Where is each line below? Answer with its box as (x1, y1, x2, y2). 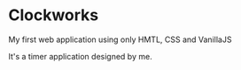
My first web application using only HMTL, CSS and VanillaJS (8, 34, 232, 45)
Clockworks (8, 5, 99, 25)
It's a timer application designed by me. (8, 51, 152, 61)
